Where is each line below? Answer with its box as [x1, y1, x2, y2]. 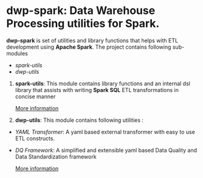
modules [6, 49, 29, 57]
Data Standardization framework [15, 153, 97, 160]
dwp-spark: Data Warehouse [6, 4, 156, 18]
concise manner [15, 93, 56, 100]
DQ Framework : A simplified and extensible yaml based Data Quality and [15, 146, 198, 154]
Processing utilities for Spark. [6, 16, 160, 30]
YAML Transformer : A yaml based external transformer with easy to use [15, 128, 196, 135]
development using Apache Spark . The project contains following [6, 43, 171, 51]
